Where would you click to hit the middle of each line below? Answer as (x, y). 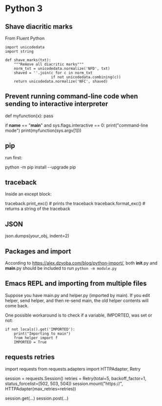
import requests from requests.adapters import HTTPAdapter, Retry (73, 369)
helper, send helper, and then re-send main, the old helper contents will (77, 300)
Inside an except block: (29, 194)
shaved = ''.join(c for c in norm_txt (53, 73)
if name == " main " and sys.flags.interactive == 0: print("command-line (77, 125)
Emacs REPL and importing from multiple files (76, 284)
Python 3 (24, 9)
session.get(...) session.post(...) (37, 398)
